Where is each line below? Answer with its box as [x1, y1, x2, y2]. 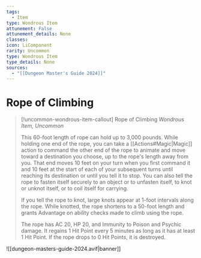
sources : [6, 64, 28, 71]
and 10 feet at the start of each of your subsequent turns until [20, 166, 173, 173]
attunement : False [6, 25, 52, 32]
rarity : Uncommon [6, 48, 50, 54]
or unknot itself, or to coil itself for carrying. [20, 185, 128, 192]
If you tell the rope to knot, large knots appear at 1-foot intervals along [20, 196, 194, 204]
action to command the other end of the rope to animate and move [20, 146, 186, 154]
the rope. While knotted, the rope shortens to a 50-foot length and [20, 203, 185, 210]
